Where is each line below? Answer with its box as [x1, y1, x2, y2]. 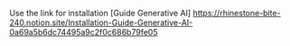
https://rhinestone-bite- [192, 8, 282, 18]
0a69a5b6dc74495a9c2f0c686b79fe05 [9, 27, 158, 37]
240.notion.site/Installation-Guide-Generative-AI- [9, 17, 193, 28]
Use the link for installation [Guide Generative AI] [9, 8, 192, 18]
